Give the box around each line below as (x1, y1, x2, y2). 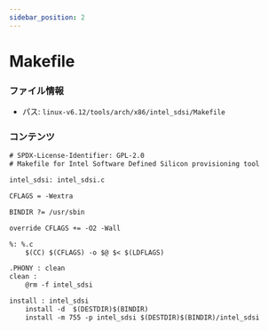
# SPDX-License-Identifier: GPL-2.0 (9, 152, 145, 161)
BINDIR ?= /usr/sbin (9, 208, 86, 217)
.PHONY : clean (9, 264, 66, 273)
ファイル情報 (9, 84, 65, 97)
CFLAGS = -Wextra (9, 192, 74, 201)
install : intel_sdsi (9, 296, 90, 306)
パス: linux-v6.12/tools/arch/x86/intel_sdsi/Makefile (21, 106, 226, 117)
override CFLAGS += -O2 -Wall (9, 224, 122, 232)
